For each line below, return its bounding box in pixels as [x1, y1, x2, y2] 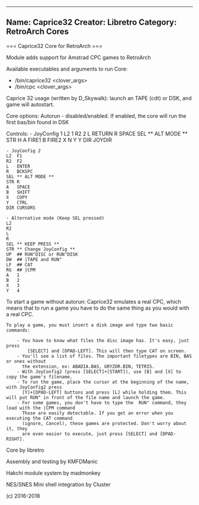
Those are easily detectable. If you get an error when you [21, 410, 174, 416]
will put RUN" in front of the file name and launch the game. [6, 394, 166, 400]
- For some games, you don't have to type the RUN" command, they [17, 400, 187, 406]
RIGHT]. [6, 436, 25, 442]
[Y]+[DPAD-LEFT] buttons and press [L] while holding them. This [21, 389, 187, 395]
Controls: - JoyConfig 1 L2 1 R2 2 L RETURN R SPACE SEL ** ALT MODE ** [6, 130, 188, 137]
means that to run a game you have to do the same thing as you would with [6, 304, 190, 311]
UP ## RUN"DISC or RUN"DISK [6, 251, 78, 258]
